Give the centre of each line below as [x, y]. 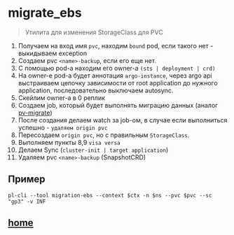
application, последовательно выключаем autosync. [96, 90]
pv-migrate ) [35, 113]
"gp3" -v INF [27, 201]
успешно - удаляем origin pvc [63, 127]
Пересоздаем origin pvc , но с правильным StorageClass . [104, 135]
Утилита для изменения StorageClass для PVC [94, 32]
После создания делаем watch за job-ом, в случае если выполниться [123, 120]
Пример [27, 179]
